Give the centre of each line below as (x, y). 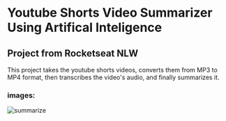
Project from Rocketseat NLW (73, 53)
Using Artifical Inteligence (85, 27)
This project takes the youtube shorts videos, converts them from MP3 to (112, 70)
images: (21, 95)
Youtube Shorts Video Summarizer (110, 13)
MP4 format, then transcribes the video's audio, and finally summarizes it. (113, 77)
